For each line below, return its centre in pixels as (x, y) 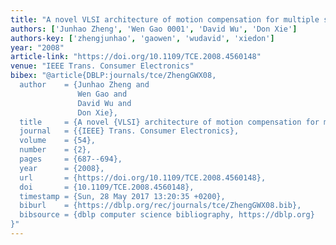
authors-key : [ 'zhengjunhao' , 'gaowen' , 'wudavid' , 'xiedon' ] (142, 38)
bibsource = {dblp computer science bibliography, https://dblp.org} (167, 215)
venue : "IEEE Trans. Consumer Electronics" (102, 66)
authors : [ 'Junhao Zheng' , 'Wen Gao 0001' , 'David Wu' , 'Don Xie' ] (154, 29)
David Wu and (104, 103)
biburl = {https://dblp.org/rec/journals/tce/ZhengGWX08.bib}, (160, 206)
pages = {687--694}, (71, 159)
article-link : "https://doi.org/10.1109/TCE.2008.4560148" (136, 57)
